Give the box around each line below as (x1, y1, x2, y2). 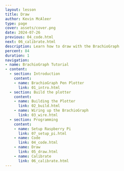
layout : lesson (5, 7, 36, 12)
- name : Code (14, 136, 41, 140)
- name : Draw (14, 145, 41, 150)
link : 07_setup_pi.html (18, 131, 67, 136)
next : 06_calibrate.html (5, 39, 56, 44)
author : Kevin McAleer (5, 16, 51, 21)
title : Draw (5, 12, 29, 17)
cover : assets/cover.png (5, 26, 56, 31)
